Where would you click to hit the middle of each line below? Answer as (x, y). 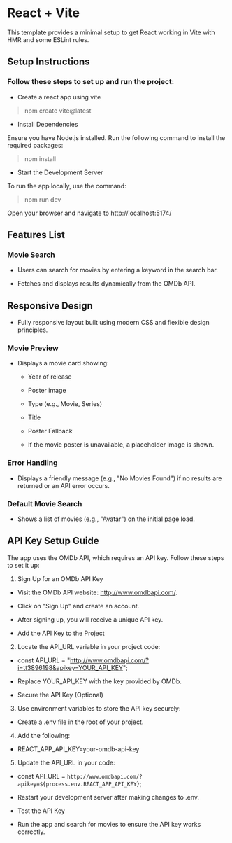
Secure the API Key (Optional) (60, 695)
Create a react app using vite (59, 97)
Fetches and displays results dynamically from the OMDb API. (106, 284)
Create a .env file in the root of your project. (80, 722)
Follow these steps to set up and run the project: (91, 82)
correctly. (31, 832)
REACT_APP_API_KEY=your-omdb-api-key (78, 749)
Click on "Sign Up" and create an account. (78, 606)
